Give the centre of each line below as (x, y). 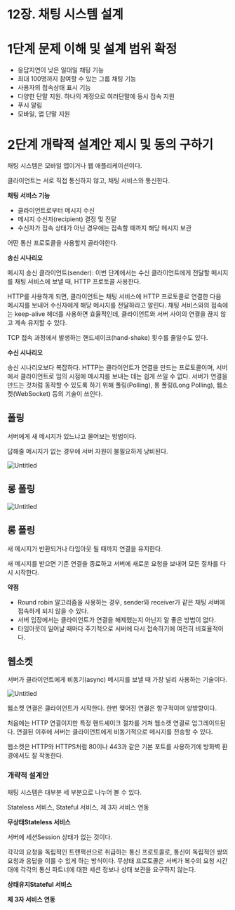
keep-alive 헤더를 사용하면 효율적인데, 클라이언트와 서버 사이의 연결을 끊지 (117, 314)
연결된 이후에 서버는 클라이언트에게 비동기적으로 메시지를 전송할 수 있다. (115, 732)
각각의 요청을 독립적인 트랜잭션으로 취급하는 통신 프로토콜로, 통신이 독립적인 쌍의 (118, 852)
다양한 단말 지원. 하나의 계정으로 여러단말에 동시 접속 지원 (96, 96)
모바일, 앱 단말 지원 (43, 114)
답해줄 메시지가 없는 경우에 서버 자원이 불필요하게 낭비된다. (88, 451)
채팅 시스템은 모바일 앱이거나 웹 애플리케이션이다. (75, 166)
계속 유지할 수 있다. (41, 323)
